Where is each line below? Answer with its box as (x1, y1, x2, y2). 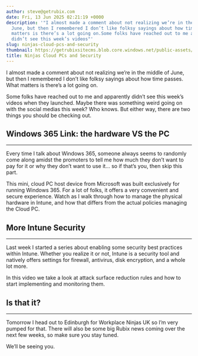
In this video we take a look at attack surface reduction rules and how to (6, 274, 181, 281)
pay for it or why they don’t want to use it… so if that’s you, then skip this (6, 163, 183, 170)
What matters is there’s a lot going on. (6, 81, 98, 89)
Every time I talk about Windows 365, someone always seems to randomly (6, 150, 187, 157)
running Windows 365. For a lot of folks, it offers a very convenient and (6, 187, 179, 194)
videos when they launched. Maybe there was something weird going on (6, 99, 183, 106)
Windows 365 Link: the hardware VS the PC (6, 129, 170, 139)
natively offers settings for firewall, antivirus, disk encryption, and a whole (6, 257, 186, 264)
